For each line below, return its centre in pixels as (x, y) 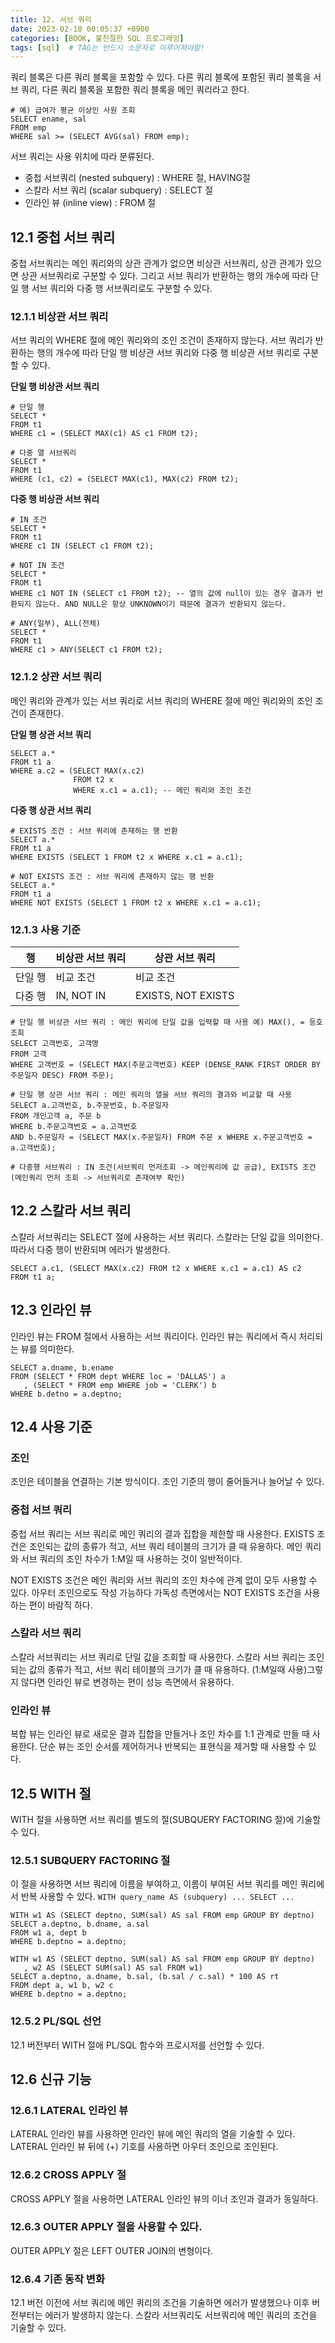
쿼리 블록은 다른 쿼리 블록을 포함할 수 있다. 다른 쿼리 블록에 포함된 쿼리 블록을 (161, 77)
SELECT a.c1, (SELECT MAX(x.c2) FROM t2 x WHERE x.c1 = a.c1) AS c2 (156, 1268)
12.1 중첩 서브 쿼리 (63, 237)
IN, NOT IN (81, 995)
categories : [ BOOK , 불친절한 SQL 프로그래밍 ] (97, 38)
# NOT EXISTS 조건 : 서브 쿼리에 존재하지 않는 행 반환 (112, 876)
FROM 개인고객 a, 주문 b (56, 1116)
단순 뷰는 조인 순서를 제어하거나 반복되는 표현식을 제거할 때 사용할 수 (173, 1747)
